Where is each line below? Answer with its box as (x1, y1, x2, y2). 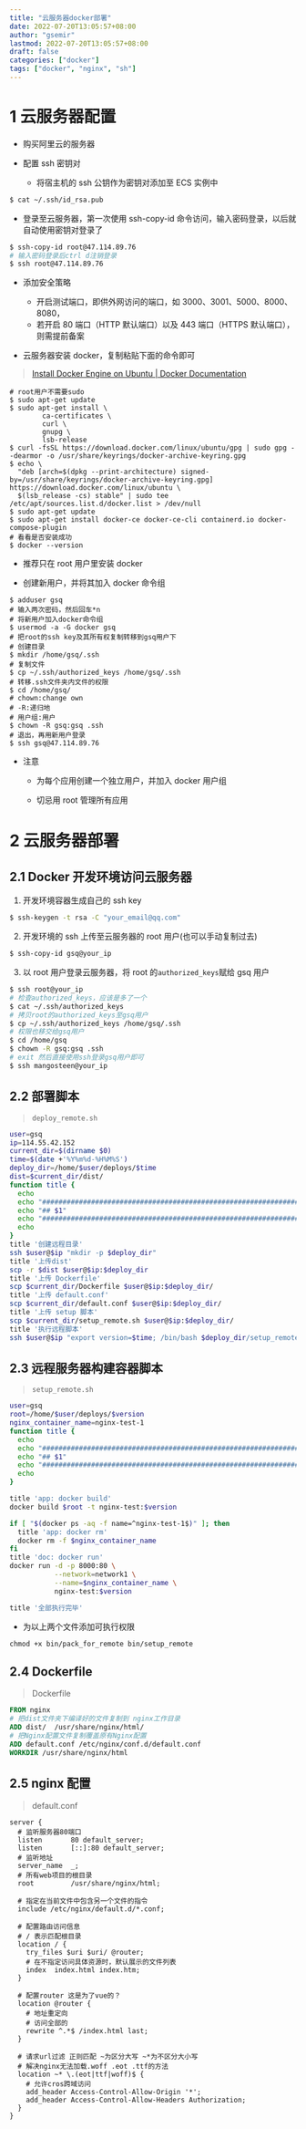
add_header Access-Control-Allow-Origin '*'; (25, 2088, 202, 2097)
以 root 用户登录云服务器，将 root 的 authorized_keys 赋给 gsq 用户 (22, 967, 270, 978)
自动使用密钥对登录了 (22, 224, 103, 235)
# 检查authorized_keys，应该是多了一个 (9, 993, 148, 1002)
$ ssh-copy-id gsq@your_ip (9, 950, 112, 959)
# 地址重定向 (25, 2009, 68, 2019)
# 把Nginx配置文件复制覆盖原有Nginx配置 (9, 1731, 148, 1740)
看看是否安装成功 (17, 533, 73, 543)
